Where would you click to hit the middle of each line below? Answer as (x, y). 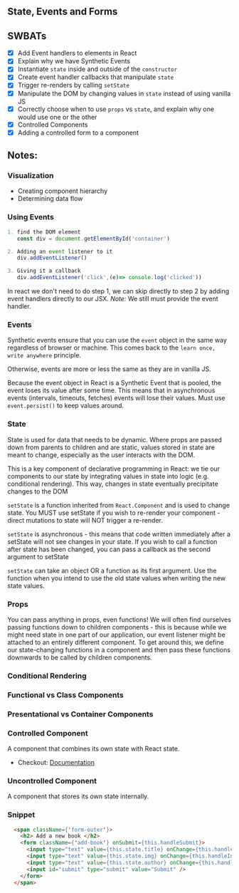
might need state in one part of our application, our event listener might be (116, 634)
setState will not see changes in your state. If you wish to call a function (112, 541)
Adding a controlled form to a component (78, 132)
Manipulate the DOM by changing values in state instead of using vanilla (124, 93)
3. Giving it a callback (44, 271)
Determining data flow (50, 199)
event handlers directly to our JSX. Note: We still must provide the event (113, 299)
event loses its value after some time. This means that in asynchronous (111, 390)
